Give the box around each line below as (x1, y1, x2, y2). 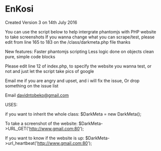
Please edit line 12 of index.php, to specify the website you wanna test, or (5, 63, 152, 69)
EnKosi (5, 3, 34, 15)
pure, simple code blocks (5, 53, 56, 59)
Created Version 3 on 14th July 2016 (5, 19, 77, 25)
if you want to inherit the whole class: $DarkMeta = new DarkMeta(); (5, 111, 142, 117)
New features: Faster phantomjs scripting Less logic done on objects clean (5, 49, 154, 54)
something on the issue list (5, 83, 59, 88)
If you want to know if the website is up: (5, 135, 85, 141)
